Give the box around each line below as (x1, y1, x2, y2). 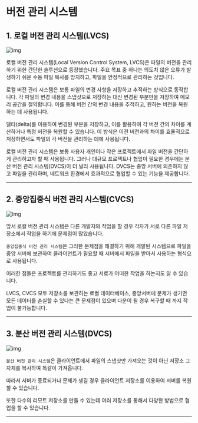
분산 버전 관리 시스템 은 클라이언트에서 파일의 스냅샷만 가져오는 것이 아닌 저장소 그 (6, 357, 190, 364)
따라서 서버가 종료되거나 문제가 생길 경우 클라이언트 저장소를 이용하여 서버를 (6, 376, 181, 384)
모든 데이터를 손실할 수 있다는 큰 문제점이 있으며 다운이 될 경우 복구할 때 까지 (6, 297, 182, 304)
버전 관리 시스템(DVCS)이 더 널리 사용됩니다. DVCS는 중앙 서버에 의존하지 (12, 163, 183, 170)
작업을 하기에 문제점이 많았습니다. (26, 230, 104, 237)
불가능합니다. (16, 304, 48, 311)
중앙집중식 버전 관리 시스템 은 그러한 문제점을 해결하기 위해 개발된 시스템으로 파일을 (6, 242, 192, 249)
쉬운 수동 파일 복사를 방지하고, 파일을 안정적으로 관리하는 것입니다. (21, 74, 174, 80)
